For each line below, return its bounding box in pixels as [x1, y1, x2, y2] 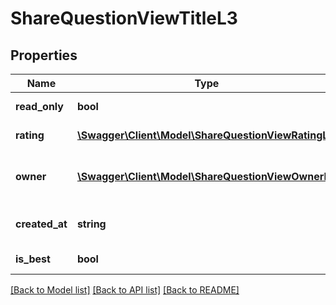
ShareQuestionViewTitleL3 [10, 7, 238, 30]
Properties [10, 47, 78, 64]
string [76, 217, 107, 231]
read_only [15, 100, 64, 113]
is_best [15, 252, 51, 266]
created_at [15, 217, 68, 231]
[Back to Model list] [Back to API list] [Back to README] [10, 284, 240, 296]
